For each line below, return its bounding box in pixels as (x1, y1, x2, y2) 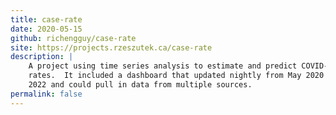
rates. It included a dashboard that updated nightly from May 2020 (28, 71, 325, 81)
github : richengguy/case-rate (10, 33, 137, 43)
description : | (10, 52, 74, 62)
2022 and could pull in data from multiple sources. (28, 80, 253, 90)
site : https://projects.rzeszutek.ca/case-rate (10, 42, 213, 53)
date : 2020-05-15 (10, 24, 83, 34)
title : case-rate (10, 14, 83, 25)
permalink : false (10, 89, 83, 99)
